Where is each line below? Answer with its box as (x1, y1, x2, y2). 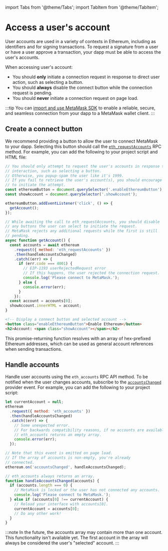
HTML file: (5, 154, 27, 160)
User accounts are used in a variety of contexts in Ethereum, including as (5, 38, 156, 44)
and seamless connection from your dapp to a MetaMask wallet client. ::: (5, 110, 155, 116)
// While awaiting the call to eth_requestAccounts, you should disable (5, 219, 160, 224)
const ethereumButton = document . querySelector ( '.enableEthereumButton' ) (5, 187, 162, 192)
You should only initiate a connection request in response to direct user (12, 74, 160, 80)
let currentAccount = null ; (5, 399, 64, 404)
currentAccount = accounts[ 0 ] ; (14, 506, 79, 511)
